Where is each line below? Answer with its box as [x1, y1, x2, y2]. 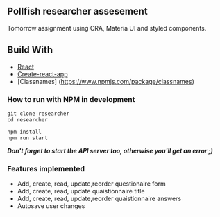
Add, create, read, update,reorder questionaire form [17, 180, 166, 188]
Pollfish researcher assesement [7, 6, 148, 17]
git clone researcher [7, 110, 70, 117]
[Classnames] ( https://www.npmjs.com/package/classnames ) [17, 77, 194, 85]
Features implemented [7, 164, 85, 173]
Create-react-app [17, 69, 68, 78]
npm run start [7, 134, 49, 141]
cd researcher [7, 116, 49, 123]
